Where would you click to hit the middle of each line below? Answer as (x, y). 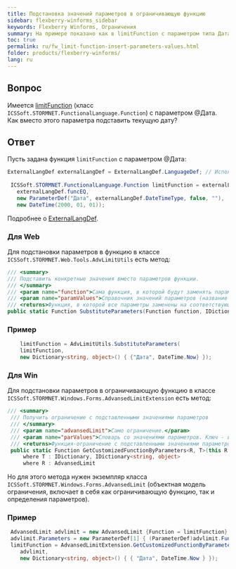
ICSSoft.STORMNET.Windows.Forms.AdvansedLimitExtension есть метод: (110, 398)
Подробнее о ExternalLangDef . (53, 218)
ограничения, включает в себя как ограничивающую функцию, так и (111, 492)
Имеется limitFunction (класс (51, 105)
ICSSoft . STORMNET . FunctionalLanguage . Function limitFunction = (105, 185)
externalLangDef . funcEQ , (53, 192)
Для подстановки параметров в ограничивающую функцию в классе (111, 391)
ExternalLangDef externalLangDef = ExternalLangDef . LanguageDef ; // (110, 172)
